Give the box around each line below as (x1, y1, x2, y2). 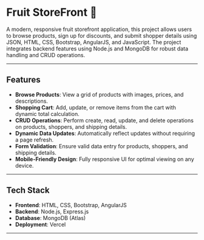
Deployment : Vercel (15, 221, 66, 228)
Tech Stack (6, 185, 50, 196)
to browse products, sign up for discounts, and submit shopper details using (6, 32, 197, 39)
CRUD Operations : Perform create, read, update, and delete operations (15, 117, 194, 124)
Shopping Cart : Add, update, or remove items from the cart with (15, 103, 176, 111)
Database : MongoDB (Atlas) (15, 214, 86, 221)
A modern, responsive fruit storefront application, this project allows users (6, 26, 192, 33)
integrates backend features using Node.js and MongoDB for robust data (6, 45, 189, 52)
